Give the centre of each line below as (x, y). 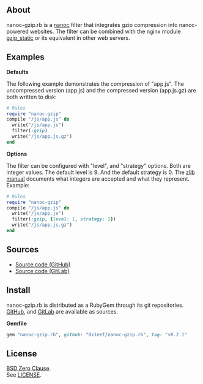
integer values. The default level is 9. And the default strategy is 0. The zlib (101, 172)
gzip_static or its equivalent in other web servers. (68, 38)
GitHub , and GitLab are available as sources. (62, 311)
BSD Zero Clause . (28, 368)
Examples (25, 57)
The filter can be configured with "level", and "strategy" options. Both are (99, 165)
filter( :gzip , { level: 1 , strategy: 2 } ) (64, 219)
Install (18, 290)
